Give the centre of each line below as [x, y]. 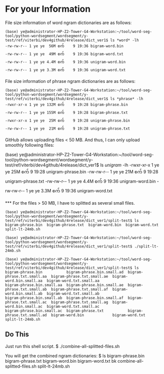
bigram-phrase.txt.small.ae [80, 276]
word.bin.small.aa [24, 281]
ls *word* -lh [124, 40]
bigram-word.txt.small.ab [73, 294]
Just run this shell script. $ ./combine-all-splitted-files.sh [62, 346]
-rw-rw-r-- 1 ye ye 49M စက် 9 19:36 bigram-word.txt [64, 54]
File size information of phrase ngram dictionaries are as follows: [70, 81]
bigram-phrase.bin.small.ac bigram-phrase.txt [55, 311]
